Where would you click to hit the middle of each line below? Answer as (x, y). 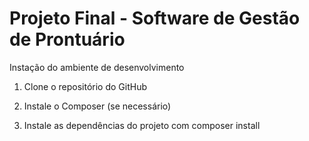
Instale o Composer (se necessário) (97, 106)
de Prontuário (67, 39)
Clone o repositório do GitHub (85, 86)
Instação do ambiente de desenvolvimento (97, 67)
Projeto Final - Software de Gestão (155, 18)
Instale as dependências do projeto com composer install (142, 125)
